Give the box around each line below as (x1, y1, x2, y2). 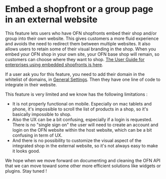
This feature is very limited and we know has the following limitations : (5, 91, 148, 97)
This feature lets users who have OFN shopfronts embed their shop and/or (5, 30, 157, 36)
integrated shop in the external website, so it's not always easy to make (12, 143, 158, 148)
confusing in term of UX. (12, 132, 63, 138)
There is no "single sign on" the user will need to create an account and (12, 122, 159, 128)
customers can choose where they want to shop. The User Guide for (5, 56, 145, 62)
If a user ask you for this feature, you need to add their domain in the (5, 71, 145, 77)
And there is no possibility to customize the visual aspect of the (12, 137, 142, 143)
